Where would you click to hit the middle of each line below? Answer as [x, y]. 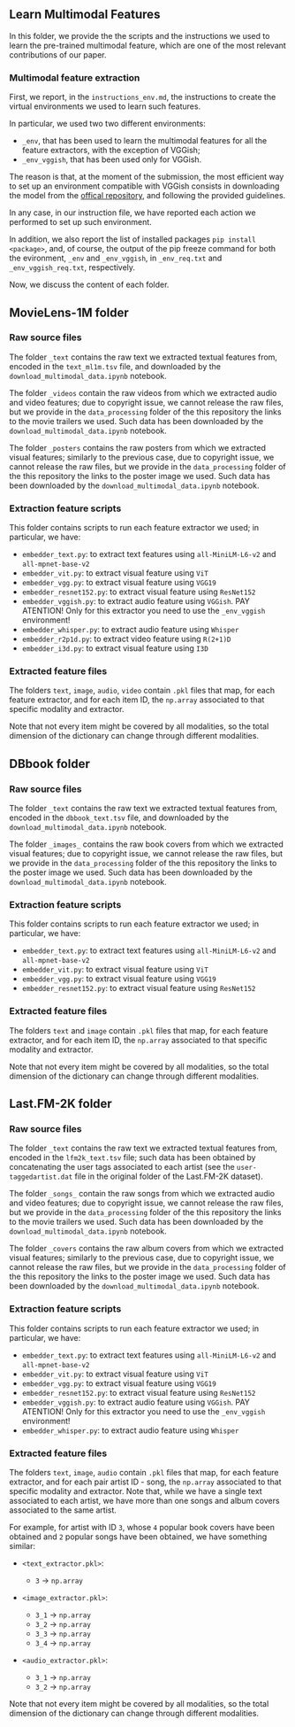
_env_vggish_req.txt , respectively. [72, 267]
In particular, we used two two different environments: [107, 124]
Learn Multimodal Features [85, 15]
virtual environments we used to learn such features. [105, 106]
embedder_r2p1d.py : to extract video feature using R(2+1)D [126, 639]
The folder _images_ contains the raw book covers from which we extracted [147, 844]
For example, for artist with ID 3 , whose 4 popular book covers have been [142, 1527]
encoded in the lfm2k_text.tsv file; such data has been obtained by [132, 1158]
